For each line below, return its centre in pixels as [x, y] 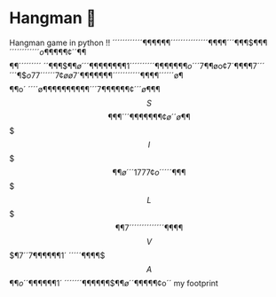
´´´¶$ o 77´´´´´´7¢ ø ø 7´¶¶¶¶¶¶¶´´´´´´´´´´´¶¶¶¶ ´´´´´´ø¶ [96, 75]
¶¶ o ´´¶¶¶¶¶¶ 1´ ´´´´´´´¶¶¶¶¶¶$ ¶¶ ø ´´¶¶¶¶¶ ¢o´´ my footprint [114, 283]
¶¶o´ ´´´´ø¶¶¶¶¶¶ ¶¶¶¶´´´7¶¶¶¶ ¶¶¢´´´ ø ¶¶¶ [85, 89]
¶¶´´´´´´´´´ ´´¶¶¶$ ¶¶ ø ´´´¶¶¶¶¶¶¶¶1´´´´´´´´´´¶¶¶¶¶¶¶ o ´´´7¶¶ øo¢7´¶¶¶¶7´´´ [137, 66]
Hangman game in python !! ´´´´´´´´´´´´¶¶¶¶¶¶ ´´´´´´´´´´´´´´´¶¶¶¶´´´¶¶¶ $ [131, 43]
